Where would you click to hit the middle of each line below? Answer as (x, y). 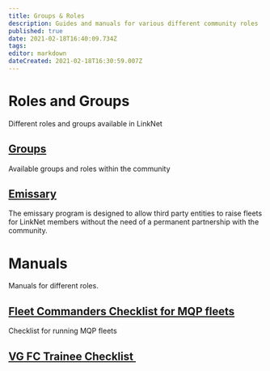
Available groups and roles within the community (90, 168)
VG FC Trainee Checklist (71, 356)
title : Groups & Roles (46, 16)
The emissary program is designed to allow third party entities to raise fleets (135, 213)
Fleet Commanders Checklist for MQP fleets (122, 311)
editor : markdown (38, 53)
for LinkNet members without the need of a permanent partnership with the (134, 222)
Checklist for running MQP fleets (63, 331)
